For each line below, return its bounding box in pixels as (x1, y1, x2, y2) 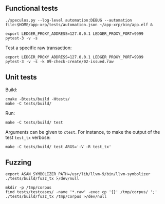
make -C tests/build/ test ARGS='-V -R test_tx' (5, 144, 112, 149)
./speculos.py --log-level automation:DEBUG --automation (5, 17, 132, 23)
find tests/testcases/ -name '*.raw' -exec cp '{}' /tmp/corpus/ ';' (5, 190, 158, 195)
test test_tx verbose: (5, 134, 51, 140)
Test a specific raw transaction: (5, 45, 72, 51)
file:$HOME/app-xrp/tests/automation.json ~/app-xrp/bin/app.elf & (5, 22, 153, 27)
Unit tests (5, 73, 37, 81)
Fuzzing (5, 158, 32, 167)
